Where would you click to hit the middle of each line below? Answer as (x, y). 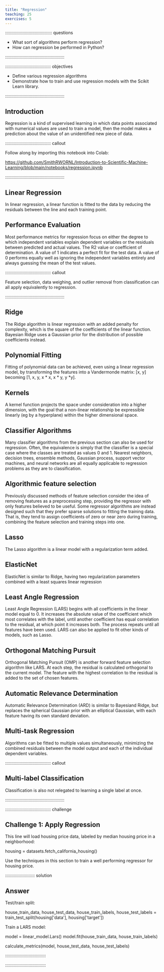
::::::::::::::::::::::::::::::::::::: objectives (39, 66)
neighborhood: (20, 842)
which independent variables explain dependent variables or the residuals (80, 242)
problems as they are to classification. (43, 469)
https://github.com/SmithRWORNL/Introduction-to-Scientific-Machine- (77, 162)
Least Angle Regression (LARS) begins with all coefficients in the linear (77, 609)
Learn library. (25, 86)
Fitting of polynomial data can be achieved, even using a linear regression (80, 367)
